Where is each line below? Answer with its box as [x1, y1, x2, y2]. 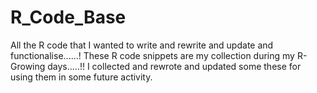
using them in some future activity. [10, 71, 153, 83]
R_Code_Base [10, 6, 127, 29]
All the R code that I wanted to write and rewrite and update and [10, 39, 274, 51]
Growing [10, 60, 46, 72]
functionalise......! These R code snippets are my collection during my [10, 49, 295, 61]
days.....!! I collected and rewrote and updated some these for [47, 60, 302, 72]
